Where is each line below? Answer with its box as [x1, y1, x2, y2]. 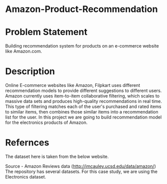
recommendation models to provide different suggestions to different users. [5, 87, 162, 93]
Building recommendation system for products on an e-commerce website [5, 43, 159, 49]
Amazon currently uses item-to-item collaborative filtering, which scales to [5, 93, 159, 99]
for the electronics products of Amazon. [5, 119, 88, 125]
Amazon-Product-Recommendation [5, 3, 158, 15]
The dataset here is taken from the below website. [5, 153, 109, 159]
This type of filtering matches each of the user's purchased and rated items [5, 103, 161, 109]
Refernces [5, 137, 49, 148]
